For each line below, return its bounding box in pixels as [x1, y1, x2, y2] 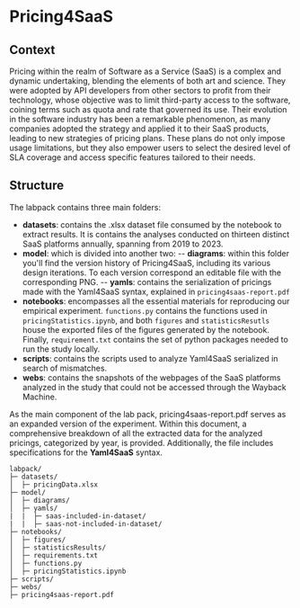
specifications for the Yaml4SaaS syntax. [9, 447, 163, 458]
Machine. [22, 391, 57, 402]
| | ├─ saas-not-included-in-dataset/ [9, 519, 163, 528]
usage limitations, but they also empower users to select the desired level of [9, 142, 291, 153]
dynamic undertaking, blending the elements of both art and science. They [9, 76, 286, 86]
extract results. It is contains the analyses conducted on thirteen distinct [22, 228, 290, 239]
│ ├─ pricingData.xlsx [9, 479, 99, 489]
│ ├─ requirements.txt [9, 550, 99, 559]
